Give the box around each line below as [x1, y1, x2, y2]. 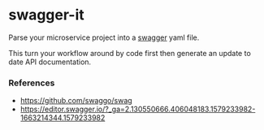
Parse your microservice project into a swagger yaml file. [8, 32, 200, 42]
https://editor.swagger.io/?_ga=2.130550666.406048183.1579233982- [19, 104, 256, 115]
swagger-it [8, 6, 85, 24]
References [8, 77, 55, 89]
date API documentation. [8, 57, 92, 67]
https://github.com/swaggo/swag [19, 96, 132, 106]
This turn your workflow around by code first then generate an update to [8, 48, 252, 58]
